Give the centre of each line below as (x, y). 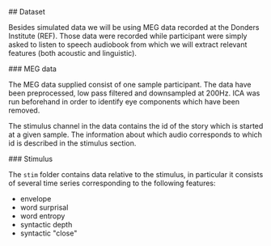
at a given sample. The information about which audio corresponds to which (135, 134)
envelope (36, 199)
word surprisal (44, 207)
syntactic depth (46, 225)
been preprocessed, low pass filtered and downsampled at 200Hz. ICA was (134, 93)
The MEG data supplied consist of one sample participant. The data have (130, 85)
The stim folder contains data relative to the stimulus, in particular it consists (136, 174)
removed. (24, 110)
